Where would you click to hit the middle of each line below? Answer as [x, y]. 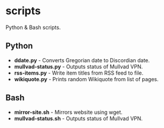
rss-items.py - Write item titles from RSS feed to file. [79, 73]
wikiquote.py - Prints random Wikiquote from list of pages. [86, 79]
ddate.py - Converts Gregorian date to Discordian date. [82, 60]
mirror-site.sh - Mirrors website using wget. [68, 112]
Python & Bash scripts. [33, 27]
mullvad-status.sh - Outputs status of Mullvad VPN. [78, 118]
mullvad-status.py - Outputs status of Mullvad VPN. [78, 66]
